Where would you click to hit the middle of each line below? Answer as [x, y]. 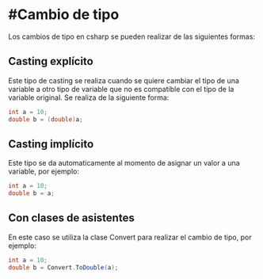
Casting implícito [51, 144]
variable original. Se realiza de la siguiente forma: [89, 97]
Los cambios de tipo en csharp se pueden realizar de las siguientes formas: [132, 36]
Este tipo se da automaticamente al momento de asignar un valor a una [124, 163]
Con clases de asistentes [71, 218]
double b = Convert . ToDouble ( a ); [63, 267]
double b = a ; [32, 193]
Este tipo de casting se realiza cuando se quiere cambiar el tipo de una [124, 80]
